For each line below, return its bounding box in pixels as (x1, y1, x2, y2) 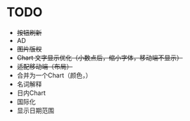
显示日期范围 (16, 106, 54, 115)
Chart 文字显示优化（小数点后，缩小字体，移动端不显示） (16, 53, 184, 62)
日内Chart (16, 89, 46, 97)
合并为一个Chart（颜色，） (16, 71, 92, 79)
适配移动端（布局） (16, 62, 73, 70)
